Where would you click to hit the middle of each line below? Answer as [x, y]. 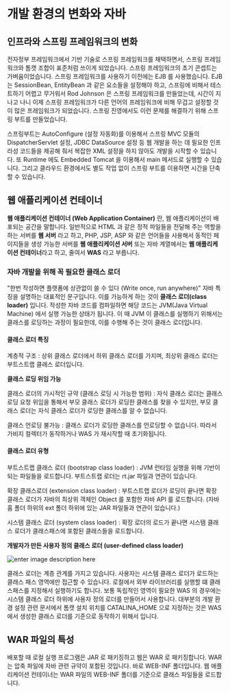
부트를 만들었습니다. [41, 119]
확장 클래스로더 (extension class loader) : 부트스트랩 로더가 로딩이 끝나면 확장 [112, 490]
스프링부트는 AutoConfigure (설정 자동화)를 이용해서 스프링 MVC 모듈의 [103, 134]
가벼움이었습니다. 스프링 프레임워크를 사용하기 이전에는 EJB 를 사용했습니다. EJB [115, 76]
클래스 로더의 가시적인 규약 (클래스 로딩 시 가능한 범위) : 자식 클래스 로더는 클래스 [115, 393]
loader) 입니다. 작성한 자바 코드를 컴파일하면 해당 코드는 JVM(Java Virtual [107, 305]
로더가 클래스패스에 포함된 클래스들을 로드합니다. [79, 531]
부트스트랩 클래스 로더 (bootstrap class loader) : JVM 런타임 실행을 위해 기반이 [114, 467]
